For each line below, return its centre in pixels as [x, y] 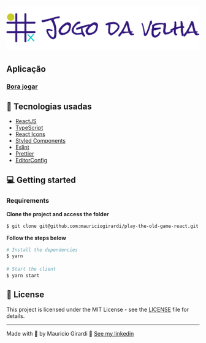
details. [16, 316]
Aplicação [26, 69]
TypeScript [29, 127]
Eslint [22, 147]
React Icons [30, 134]
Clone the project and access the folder [58, 214]
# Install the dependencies [42, 250]
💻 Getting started [41, 180]
